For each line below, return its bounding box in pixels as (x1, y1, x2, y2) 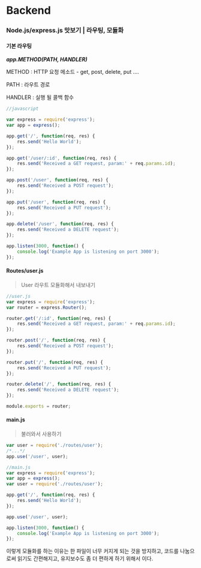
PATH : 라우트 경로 (6, 81, 50, 88)
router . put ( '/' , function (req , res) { (6, 359, 103, 365)
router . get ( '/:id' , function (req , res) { (6, 315, 112, 321)
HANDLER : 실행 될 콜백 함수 (6, 94, 74, 101)
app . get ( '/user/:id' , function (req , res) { (6, 155, 117, 161)
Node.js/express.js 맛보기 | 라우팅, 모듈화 (6, 26, 124, 35)
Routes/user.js (6, 267, 44, 274)
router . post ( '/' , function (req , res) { (6, 337, 106, 343)
